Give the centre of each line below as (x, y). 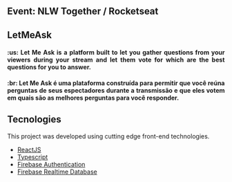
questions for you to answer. (49, 67)
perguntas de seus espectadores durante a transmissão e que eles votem (116, 90)
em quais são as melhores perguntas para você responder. (93, 98)
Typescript (32, 157)
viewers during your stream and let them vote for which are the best (116, 60)
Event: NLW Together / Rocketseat (83, 11)
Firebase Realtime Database (57, 172)
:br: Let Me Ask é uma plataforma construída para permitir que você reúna (116, 83)
